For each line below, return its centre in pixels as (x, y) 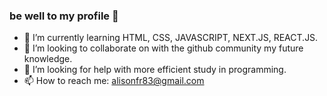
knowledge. (48, 59)
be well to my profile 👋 (64, 16)
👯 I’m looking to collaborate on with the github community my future (163, 48)
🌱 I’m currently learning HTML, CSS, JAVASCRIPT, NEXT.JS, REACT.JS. (171, 38)
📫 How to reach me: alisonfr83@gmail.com (114, 81)
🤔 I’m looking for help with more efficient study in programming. (155, 70)
